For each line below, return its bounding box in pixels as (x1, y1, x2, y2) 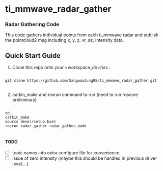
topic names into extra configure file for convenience (12, 149, 120, 155)
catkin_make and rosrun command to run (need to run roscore (12, 92, 138, 98)
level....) (12, 161, 28, 167)
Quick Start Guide (5, 51, 61, 60)
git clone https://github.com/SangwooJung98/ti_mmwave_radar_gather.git (5, 78, 157, 83)
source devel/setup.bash (5, 119, 56, 124)
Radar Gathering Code (5, 21, 59, 28)
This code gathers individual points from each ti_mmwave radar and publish (5, 32, 159, 38)
